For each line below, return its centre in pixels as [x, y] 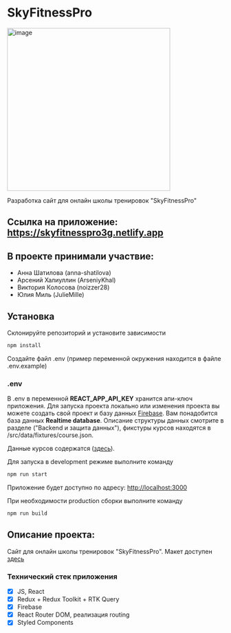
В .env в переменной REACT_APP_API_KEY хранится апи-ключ [100, 399]
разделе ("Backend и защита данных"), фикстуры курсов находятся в [109, 428]
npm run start [27, 475]
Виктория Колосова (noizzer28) [63, 287]
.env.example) [27, 366]
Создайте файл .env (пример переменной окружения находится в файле [114, 358]
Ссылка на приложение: [63, 222]
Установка [31, 316]
